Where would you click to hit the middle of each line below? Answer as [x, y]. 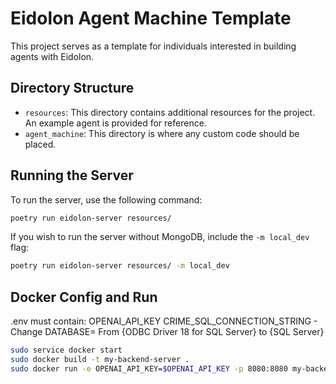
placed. [40, 144]
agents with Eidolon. [52, 56]
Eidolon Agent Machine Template [151, 18]
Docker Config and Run [84, 297]
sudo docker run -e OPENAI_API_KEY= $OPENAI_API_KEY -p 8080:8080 [149, 368]
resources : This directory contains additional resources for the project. [170, 112]
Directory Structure [72, 88]
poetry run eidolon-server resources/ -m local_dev [120, 266]
